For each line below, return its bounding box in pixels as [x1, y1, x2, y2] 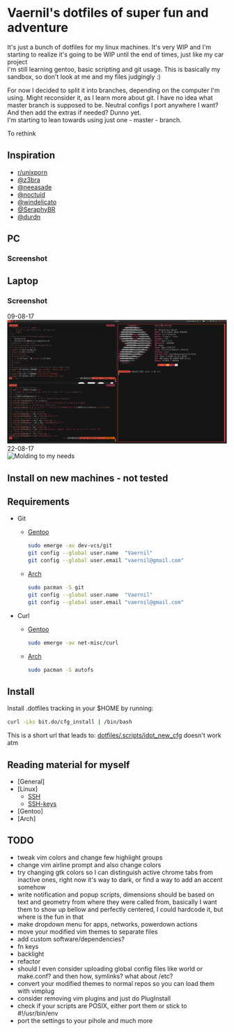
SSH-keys [27, 799, 57, 808]
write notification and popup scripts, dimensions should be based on [17, 890, 214, 899]
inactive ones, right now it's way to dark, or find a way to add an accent [17, 875, 223, 884]
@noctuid [17, 190, 45, 198]
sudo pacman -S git [27, 584, 85, 591]
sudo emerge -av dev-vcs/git [27, 543, 113, 550]
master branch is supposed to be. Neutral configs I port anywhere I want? [7, 101, 219, 109]
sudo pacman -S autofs [27, 666, 94, 673]
